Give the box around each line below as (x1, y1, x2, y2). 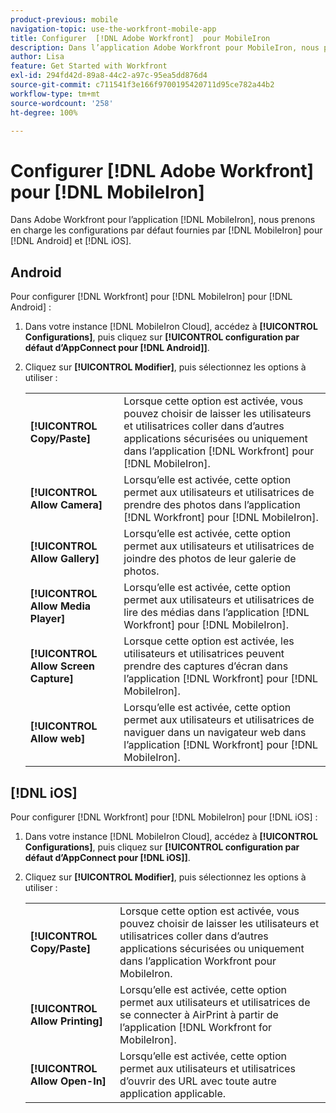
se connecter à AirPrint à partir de (119, 1007, 279, 1021)
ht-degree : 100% (10, 107, 78, 118)
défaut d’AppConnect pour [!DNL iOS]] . (24, 851, 191, 863)
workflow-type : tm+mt (10, 89, 101, 99)
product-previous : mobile (10, 14, 118, 25)
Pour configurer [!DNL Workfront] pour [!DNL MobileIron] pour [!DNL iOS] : (10, 811, 318, 823)
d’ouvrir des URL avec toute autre (119, 1074, 277, 1088)
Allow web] (29, 732, 86, 746)
